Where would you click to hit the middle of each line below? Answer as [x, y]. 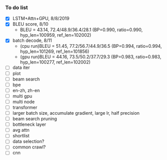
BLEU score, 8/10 [30, 24]
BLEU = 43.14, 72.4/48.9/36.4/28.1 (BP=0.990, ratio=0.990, [81, 30]
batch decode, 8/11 [32, 41]
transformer [25, 107]
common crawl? [29, 147]
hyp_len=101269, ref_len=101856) [55, 51]
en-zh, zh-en [26, 90]
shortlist [21, 136]
